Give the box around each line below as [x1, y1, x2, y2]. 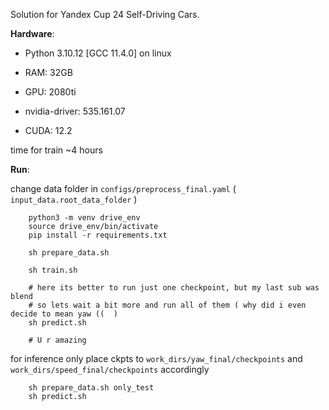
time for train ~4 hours [10, 144, 103, 156]
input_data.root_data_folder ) [10, 194, 138, 205]
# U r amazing [28, 335, 87, 345]
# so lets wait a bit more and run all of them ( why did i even [28, 300, 307, 310]
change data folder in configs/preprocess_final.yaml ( [10, 183, 237, 194]
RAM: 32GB [24, 67, 73, 78]
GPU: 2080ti [24, 86, 77, 98]
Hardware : [10, 28, 55, 39]
